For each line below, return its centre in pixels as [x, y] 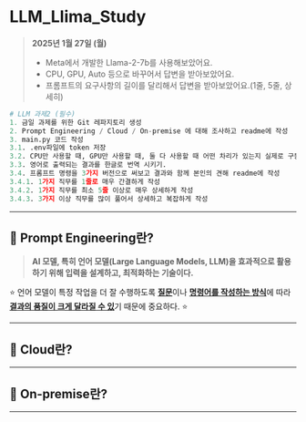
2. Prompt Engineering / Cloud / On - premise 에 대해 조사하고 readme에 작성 [149, 131]
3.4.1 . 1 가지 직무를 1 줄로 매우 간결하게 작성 [85, 181]
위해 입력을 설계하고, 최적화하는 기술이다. [121, 273]
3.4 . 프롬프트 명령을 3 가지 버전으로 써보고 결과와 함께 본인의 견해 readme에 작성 [145, 174]
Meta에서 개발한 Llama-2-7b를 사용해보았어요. [129, 62]
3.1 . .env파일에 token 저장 [58, 148]
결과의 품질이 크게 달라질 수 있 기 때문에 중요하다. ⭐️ [99, 306]
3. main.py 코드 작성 [46, 139]
